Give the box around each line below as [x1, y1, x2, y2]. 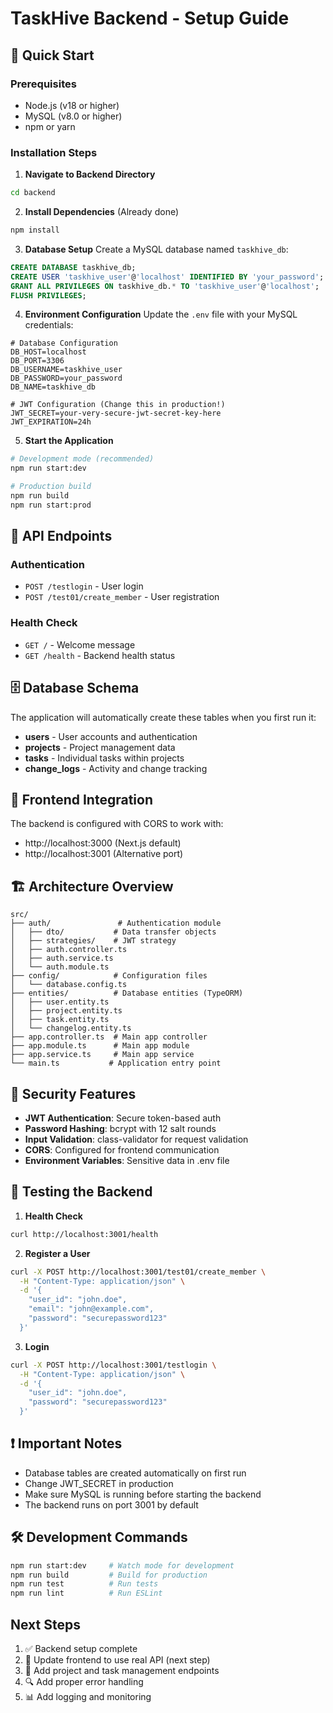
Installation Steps [10, 145, 98, 159]
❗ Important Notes [10, 1435, 123, 1452]
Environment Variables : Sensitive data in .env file [24, 1155, 230, 1167]
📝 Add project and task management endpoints [24, 1665, 220, 1677]
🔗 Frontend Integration [10, 791, 153, 808]
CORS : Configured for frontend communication [24, 1144, 220, 1156]
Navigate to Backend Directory [24, 168, 156, 181]
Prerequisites [10, 77, 77, 91]
